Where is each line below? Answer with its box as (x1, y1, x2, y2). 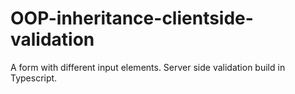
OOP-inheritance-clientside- (10, 7, 254, 30)
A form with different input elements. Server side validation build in (10, 61, 286, 73)
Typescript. (10, 72, 58, 84)
